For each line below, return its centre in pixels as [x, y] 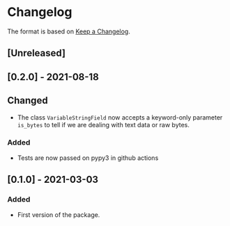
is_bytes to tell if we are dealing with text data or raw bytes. [103, 124]
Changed [28, 100]
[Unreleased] [37, 53]
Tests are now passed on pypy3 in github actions [88, 158]
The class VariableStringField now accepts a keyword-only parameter [120, 117]
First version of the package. [59, 215]
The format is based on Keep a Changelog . [69, 31]
